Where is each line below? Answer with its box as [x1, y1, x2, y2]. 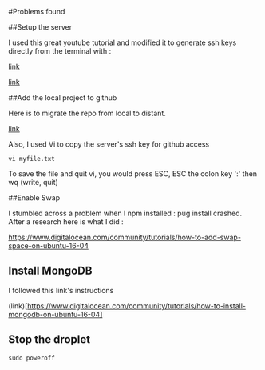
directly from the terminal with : [8, 46, 112, 55]
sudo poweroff [8, 354, 56, 362]
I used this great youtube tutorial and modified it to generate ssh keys [8, 38, 237, 47]
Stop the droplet [8, 332, 90, 347]
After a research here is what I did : [8, 217, 124, 227]
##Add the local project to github [8, 93, 117, 103]
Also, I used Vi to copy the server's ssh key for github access [8, 139, 210, 149]
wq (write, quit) [8, 178, 58, 187]
